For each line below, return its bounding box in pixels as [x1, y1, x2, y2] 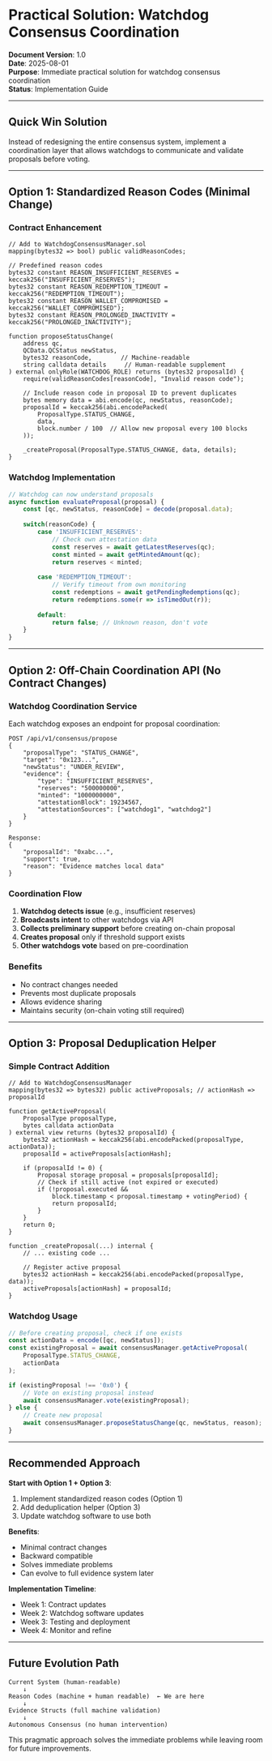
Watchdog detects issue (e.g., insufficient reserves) [19, 906, 196, 917]
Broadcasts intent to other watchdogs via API [19, 915, 174, 925]
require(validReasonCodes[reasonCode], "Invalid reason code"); [23, 375, 244, 383]
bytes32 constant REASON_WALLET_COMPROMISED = [8, 297, 168, 306]
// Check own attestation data [51, 535, 158, 544]
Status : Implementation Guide [8, 83, 108, 94]
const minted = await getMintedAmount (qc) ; [51, 550, 201, 558]
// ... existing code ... [23, 1250, 111, 1258]
